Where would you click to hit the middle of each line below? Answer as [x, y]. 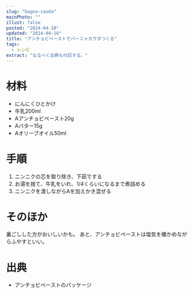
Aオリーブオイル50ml [40, 133]
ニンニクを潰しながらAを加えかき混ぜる [63, 191]
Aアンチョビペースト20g [44, 118]
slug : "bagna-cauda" [31, 11]
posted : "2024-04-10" [33, 28]
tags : [13, 45]
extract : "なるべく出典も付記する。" [47, 55]
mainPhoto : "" [24, 17]
